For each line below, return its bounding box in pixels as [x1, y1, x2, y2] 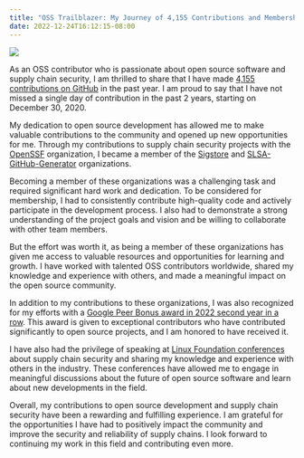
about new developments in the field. [9, 382, 147, 393]
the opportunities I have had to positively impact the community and [9, 418, 263, 430]
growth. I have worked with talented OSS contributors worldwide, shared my [9, 260, 294, 272]
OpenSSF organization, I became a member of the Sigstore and [9, 148, 246, 159]
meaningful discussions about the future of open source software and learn [9, 372, 291, 383]
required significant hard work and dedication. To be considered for [9, 185, 262, 196]
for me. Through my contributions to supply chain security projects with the [9, 138, 291, 149]
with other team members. [9, 224, 109, 234]
